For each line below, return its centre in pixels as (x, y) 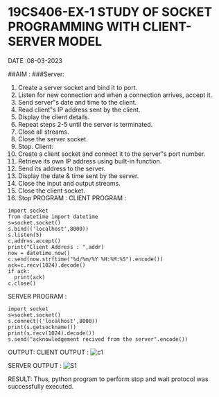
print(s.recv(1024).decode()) (52, 333)
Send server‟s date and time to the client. (77, 102)
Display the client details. (54, 117)
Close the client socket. (51, 191)
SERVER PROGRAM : (37, 296)
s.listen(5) (25, 235)
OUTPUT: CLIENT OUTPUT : (49, 352)
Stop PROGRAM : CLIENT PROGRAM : (72, 197)
